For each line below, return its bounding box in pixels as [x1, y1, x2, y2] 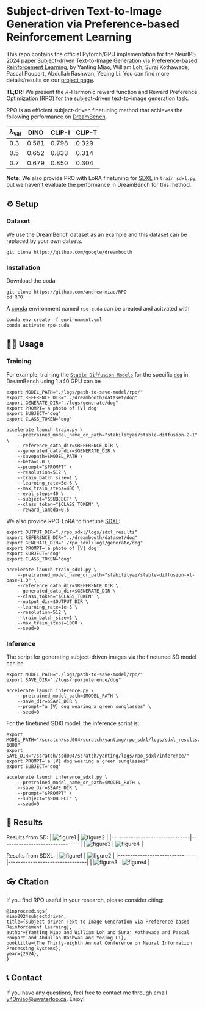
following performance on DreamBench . [6, 113, 107, 120]
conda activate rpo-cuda [6, 322, 70, 328]
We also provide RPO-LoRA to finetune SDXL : [6, 517, 121, 524]
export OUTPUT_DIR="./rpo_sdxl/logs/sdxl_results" [6, 529, 138, 535]
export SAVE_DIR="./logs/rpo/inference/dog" [6, 677, 121, 683]
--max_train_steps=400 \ [17, 485, 81, 491]
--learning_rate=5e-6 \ [17, 480, 78, 486]
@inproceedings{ [6, 908, 48, 914]
